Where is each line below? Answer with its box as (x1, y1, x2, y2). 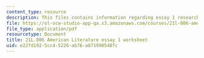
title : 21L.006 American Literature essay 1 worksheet (6, 37, 148, 43)
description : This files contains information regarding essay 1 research (6, 14, 200, 21)
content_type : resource (6, 8, 67, 15)
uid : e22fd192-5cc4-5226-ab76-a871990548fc (6, 43, 118, 49)
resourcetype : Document (6, 31, 67, 37)
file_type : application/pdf (6, 25, 78, 32)
